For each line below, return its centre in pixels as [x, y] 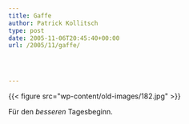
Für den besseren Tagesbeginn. [61, 112]
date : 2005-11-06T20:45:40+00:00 [64, 38]
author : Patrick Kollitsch [53, 23]
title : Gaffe [30, 16]
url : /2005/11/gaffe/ [44, 46]
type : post [26, 30]
